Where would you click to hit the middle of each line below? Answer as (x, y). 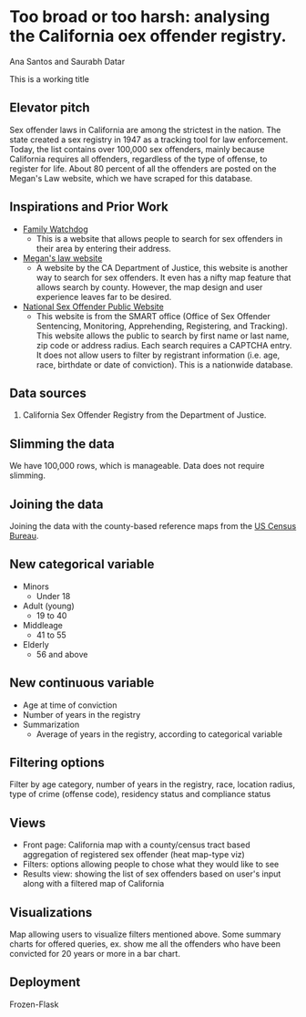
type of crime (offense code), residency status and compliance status (140, 794)
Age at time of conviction (70, 705)
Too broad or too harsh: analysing (140, 17)
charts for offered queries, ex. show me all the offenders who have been (145, 944)
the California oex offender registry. (148, 36)
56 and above (62, 654)
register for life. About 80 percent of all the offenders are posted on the (143, 168)
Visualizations (51, 913)
